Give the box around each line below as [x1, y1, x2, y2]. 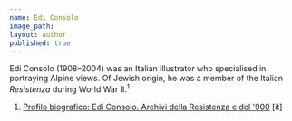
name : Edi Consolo [9, 13, 79, 23]
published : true [9, 38, 71, 48]
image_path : [9, 22, 54, 31]
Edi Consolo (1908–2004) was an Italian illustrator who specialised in [9, 63, 267, 74]
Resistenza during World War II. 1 [9, 82, 130, 95]
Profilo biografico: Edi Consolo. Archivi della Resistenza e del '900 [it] [22, 101, 283, 112]
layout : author [9, 30, 67, 39]
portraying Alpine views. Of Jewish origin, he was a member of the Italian [9, 73, 284, 84]
